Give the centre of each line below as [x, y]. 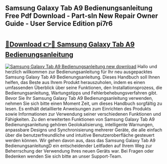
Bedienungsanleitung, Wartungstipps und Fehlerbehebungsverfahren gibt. [82, 93]
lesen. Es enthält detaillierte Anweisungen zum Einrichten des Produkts [78, 109]
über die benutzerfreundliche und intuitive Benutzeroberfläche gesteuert [80, 135]
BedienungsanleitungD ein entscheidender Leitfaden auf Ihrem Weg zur [79, 146]
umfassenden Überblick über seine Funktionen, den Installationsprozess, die [84, 87]
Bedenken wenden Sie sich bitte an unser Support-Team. [64, 156]
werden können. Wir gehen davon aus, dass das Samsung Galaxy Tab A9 [80, 140]
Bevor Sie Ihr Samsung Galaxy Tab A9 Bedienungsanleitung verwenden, [79, 98]
